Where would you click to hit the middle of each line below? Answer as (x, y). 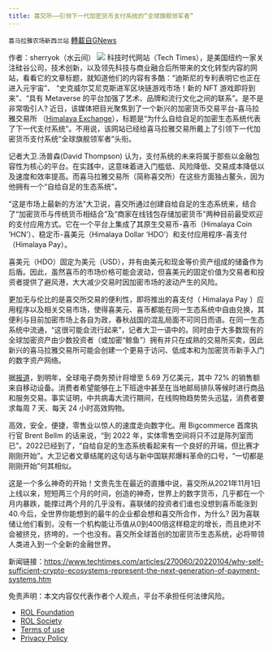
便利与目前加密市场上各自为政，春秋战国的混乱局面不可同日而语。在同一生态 (136, 319)
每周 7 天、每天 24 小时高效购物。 (72, 408)
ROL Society (41, 621)
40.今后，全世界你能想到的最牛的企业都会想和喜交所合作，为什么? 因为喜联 (134, 514)
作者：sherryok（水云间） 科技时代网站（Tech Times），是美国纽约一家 (132, 57)
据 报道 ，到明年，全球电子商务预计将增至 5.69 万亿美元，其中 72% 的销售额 (134, 377)
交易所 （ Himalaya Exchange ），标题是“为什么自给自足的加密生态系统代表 (138, 118)
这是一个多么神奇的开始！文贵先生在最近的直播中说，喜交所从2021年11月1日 (135, 483)
